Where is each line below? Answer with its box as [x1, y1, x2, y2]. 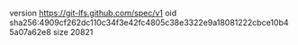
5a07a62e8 [9, 27, 51, 37]
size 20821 [52, 27, 94, 37]
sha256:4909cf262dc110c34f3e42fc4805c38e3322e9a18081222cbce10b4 [9, 17, 290, 28]
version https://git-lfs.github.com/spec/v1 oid [9, 8, 177, 18]
